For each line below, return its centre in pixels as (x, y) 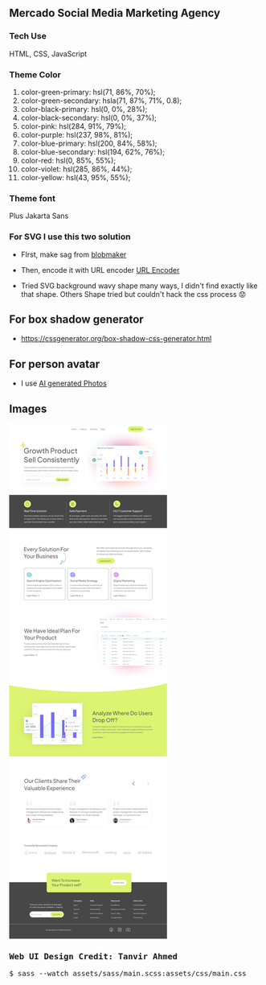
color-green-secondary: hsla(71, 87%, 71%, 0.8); (101, 101)
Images (28, 408)
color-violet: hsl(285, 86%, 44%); (76, 169)
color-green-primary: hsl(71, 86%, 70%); (88, 92)
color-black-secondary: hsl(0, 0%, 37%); (89, 117)
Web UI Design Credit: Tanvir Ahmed (93, 956)
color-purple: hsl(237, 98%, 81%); (77, 134)
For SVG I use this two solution (70, 237)
